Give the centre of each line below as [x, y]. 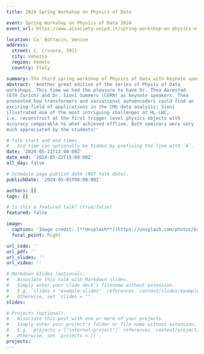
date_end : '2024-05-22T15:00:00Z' [50, 158]
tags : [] [17, 196]
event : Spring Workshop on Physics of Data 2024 [69, 23]
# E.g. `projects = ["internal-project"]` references [78, 330]
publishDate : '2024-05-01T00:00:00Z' [54, 180]
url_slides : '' [25, 257]
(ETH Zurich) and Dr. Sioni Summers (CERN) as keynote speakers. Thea [97, 96]
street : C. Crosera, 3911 [45, 51]
